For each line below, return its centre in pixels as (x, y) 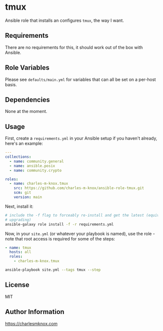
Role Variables (27, 68)
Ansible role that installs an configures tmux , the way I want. (65, 20)
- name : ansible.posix (32, 166)
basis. (11, 84)
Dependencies (27, 100)
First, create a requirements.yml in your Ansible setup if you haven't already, (81, 138)
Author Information (35, 312)
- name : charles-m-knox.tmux (39, 184)
